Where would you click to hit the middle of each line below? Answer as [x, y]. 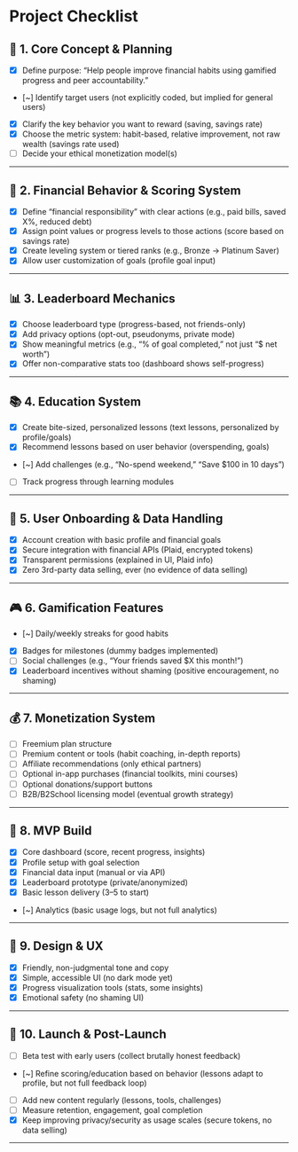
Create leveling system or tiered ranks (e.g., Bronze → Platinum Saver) [150, 251]
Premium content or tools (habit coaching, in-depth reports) [131, 754]
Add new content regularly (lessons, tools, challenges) [122, 1100]
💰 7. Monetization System [82, 718]
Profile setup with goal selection [81, 862]
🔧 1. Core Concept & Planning [91, 49]
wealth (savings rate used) [71, 145]
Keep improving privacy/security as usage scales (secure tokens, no [147, 1120]
